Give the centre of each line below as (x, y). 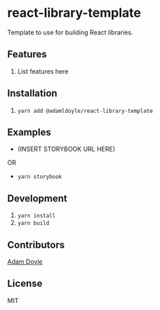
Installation (32, 94)
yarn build (33, 223)
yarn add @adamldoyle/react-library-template (85, 111)
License (25, 284)
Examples (29, 132)
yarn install (36, 216)
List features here (43, 71)
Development (38, 198)
